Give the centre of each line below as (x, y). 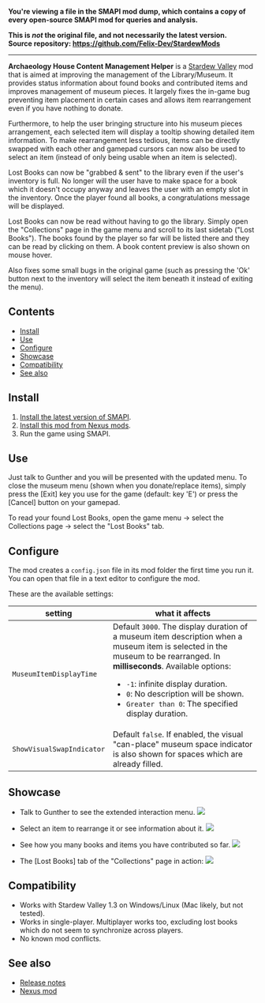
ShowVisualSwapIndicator (59, 749)
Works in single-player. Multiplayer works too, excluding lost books (129, 922)
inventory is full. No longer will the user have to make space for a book (123, 181)
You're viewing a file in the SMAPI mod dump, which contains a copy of (127, 11)
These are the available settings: (61, 594)
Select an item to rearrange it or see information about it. (112, 828)
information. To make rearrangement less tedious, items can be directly (124, 140)
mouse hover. (30, 255)
